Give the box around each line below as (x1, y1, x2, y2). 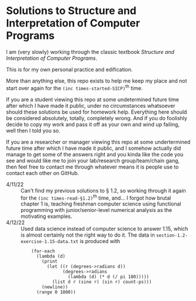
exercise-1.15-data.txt (20, 239, 79, 245)
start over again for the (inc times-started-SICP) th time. (6, 83, 143, 91)
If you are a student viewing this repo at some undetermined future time (6, 95, 180, 103)
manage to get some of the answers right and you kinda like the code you (6, 150, 184, 158)
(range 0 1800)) (36, 289, 76, 295)
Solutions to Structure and (6, 4, 137, 18)
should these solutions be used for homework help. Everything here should (6, 108, 187, 115)
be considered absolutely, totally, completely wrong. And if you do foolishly (6, 114, 187, 121)
